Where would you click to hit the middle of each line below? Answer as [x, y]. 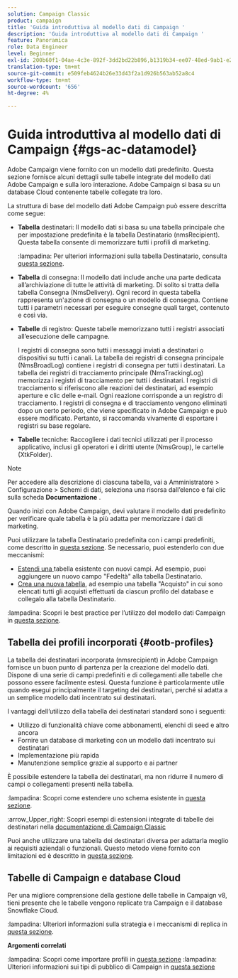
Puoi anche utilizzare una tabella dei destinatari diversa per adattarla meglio [118, 840]
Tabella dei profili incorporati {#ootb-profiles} [110, 643]
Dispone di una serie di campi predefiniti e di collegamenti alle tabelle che [115, 675]
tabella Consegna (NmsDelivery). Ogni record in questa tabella [109, 293]
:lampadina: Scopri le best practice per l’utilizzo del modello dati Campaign [116, 613]
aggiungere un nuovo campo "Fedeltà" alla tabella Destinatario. [110, 576]
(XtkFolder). [35, 455]
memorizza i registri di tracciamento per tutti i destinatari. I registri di [118, 380]
